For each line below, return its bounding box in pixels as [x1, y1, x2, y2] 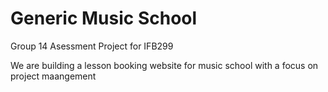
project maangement [10, 70, 97, 82]
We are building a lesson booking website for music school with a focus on [10, 59, 319, 71]
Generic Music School [10, 7, 198, 30]
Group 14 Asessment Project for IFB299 [10, 40, 174, 52]
